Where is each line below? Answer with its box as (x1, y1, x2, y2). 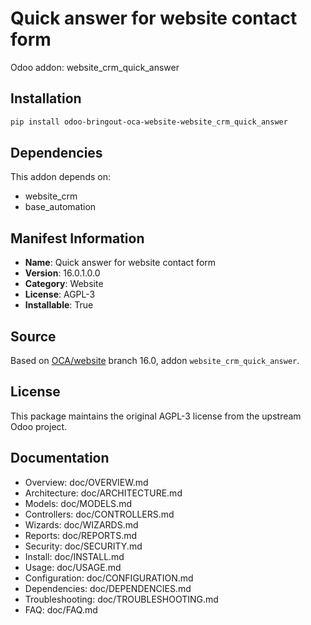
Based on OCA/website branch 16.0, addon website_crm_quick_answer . (10, 355, 300, 367)
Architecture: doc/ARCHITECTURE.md (24, 487, 183, 499)
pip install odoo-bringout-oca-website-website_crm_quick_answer (10, 117, 288, 127)
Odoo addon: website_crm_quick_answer (10, 61, 180, 73)
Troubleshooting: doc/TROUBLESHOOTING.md (24, 593, 219, 605)
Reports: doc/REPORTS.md (24, 529, 138, 541)
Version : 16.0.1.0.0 (24, 267, 101, 279)
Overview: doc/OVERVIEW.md (24, 476, 149, 488)
